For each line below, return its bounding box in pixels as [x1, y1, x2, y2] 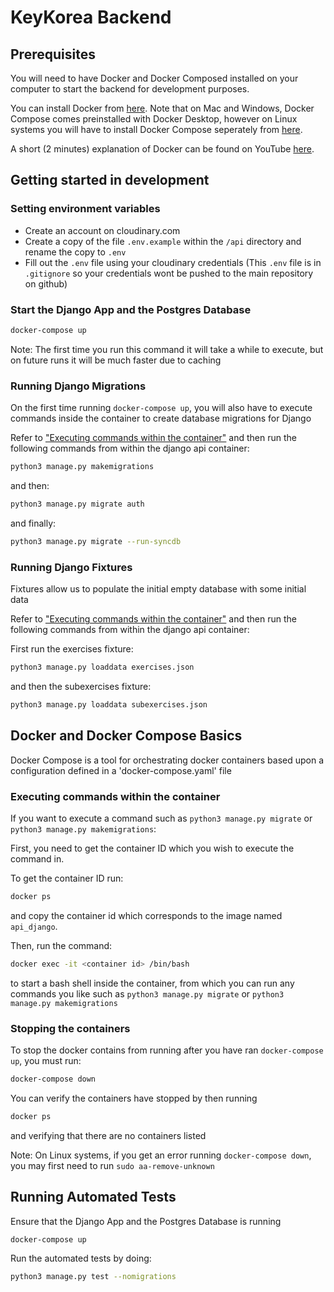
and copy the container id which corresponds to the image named [10, 909, 283, 921]
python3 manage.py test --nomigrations [10, 1272, 177, 1282]
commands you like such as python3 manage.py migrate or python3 [10, 987, 285, 1000]
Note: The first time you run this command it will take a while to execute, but [10, 343, 324, 355]
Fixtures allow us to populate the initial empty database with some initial [10, 583, 307, 595]
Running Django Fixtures [10, 560, 133, 574]
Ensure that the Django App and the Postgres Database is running [10, 1215, 282, 1227]
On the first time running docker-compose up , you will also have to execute [10, 402, 313, 414]
